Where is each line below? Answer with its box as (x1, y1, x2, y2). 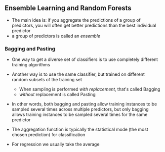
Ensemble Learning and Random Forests (4, 4, 132, 12)
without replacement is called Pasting (19, 92, 96, 98)
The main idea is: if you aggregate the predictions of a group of (11, 17, 141, 23)
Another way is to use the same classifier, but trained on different (11, 71, 145, 77)
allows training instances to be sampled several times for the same (11, 111, 148, 118)
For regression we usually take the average (11, 141, 100, 148)
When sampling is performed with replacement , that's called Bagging (19, 86, 161, 92)
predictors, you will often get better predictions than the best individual (11, 22, 157, 28)
